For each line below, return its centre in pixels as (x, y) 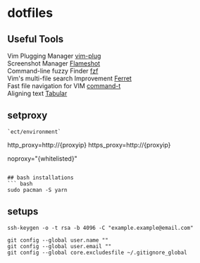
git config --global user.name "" (58, 240)
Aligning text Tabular (37, 93)
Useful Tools (36, 39)
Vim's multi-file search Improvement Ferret (70, 78)
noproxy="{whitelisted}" (42, 158)
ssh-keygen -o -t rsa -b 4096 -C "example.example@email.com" (100, 228)
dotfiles (30, 13)
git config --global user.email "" (60, 246)
